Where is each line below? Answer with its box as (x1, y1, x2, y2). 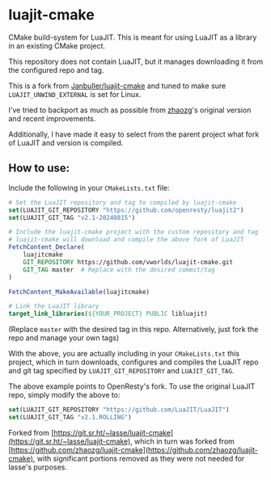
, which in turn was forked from (130, 436, 235, 446)
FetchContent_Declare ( (8, 243, 85, 251)
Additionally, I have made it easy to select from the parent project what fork (8, 129, 260, 139)
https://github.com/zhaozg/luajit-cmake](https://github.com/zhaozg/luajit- (11, 444, 259, 454)
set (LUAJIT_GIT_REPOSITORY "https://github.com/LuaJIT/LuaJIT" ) (8, 406, 230, 414)
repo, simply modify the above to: (8, 390, 121, 400)
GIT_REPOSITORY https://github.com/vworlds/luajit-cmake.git (23, 258, 233, 266)
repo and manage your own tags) (8, 333, 120, 343)
